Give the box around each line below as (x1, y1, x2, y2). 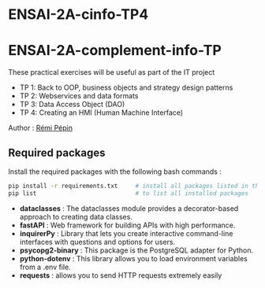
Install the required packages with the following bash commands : (8, 167, 222, 176)
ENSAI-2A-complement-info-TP (8, 42, 222, 60)
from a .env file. (19, 262, 71, 271)
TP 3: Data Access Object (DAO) (19, 100, 125, 109)
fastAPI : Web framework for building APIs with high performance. (19, 220, 236, 230)
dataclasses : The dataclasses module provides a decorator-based (19, 203, 239, 213)
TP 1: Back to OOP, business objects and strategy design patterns (19, 83, 233, 92)
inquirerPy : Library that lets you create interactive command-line (19, 228, 233, 238)
